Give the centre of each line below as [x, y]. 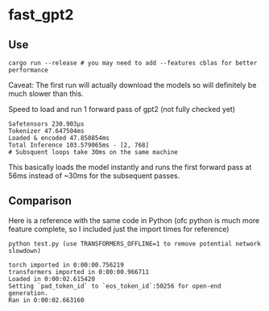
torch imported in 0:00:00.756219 [66, 265]
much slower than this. [46, 93]
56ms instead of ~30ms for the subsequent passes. [94, 176]
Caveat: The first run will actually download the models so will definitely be [132, 85]
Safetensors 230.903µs [46, 124]
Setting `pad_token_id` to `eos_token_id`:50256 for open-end [115, 286]
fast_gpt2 [41, 15]
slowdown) [25, 251]
